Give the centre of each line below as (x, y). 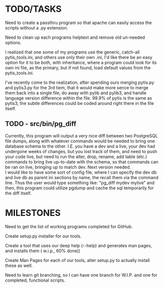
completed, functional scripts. (35, 280)
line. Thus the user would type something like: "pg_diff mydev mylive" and (80, 183)
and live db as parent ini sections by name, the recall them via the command (82, 177)
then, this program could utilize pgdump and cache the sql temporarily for (80, 188)
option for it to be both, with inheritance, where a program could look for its (81, 62)
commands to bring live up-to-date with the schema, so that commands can (82, 162)
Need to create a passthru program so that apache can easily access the (79, 23)
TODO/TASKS (34, 9)
